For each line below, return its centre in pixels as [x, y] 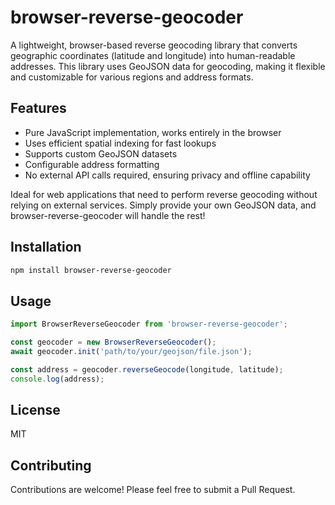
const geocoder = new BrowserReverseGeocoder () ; [113, 342]
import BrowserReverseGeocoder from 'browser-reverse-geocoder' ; [149, 324]
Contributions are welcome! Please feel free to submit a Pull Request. [153, 490]
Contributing [51, 465]
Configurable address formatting [92, 164]
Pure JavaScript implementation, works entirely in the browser [153, 132]
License [35, 410]
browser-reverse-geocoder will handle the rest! [108, 215]
